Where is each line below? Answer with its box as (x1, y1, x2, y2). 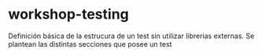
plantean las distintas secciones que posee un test (8, 39, 172, 48)
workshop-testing (8, 5, 130, 23)
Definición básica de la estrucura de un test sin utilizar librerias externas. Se (8, 31, 255, 40)
